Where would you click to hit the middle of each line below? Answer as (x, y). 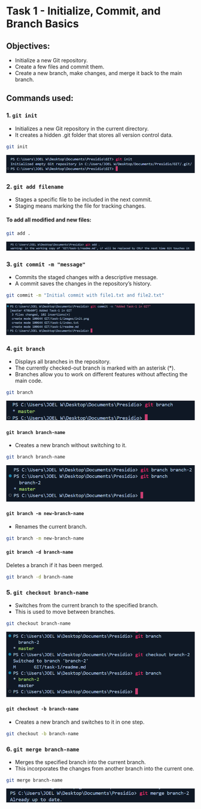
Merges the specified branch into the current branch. (80, 762)
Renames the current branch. (51, 526)
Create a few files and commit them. (60, 67)
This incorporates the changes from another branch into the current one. (104, 769)
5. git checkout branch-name (47, 592)
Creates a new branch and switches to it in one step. (80, 722)
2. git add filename (35, 187)
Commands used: (40, 98)
